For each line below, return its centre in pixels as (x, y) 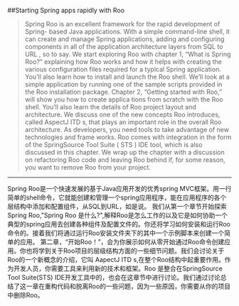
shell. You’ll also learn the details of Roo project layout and (111, 107)
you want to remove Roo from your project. (88, 167)
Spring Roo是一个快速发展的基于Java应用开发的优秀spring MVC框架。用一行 (119, 188)
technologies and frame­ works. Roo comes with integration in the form (128, 137)
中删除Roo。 (26, 295)
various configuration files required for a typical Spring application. (123, 69)
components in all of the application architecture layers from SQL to (124, 47)
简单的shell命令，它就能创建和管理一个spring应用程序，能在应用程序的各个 (117, 197)
